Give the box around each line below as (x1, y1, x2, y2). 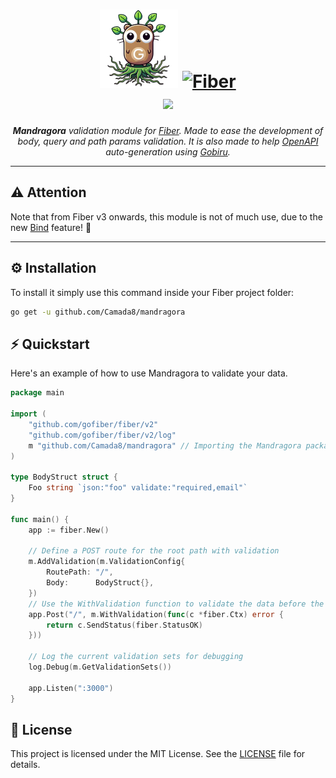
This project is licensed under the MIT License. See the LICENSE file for (10, 748, 306, 760)
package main (10, 388, 65, 398)
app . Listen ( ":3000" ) (28, 683, 114, 693)
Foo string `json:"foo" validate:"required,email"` (28, 483, 248, 493)
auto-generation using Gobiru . (105, 145, 231, 158)
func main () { (10, 514, 70, 524)
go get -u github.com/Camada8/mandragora (10, 307, 186, 317)
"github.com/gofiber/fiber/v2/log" (28, 430, 177, 440)
